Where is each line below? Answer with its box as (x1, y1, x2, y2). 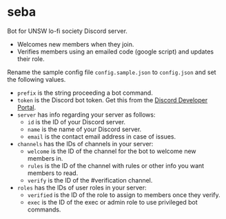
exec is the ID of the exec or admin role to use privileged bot (27, 198, 198, 206)
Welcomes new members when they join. (17, 40, 134, 48)
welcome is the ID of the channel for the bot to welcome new (27, 147, 196, 155)
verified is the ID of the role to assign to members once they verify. (27, 190, 220, 199)
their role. (17, 54, 45, 62)
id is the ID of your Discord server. (27, 117, 126, 126)
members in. (27, 154, 63, 162)
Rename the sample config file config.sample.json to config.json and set (7, 68, 216, 76)
